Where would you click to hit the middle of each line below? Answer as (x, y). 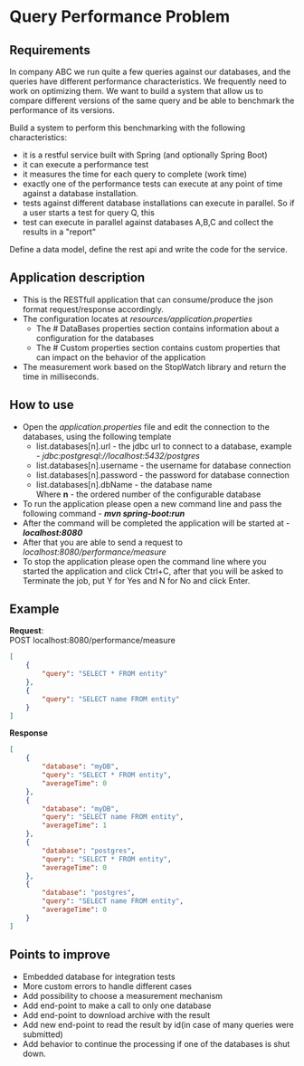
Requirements (50, 50)
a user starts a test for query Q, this (89, 213)
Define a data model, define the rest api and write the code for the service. (148, 249)
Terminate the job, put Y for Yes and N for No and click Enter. (136, 580)
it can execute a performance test (85, 164)
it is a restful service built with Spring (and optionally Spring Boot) (145, 155)
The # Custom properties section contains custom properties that (158, 347)
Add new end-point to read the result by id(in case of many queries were (158, 1024)
